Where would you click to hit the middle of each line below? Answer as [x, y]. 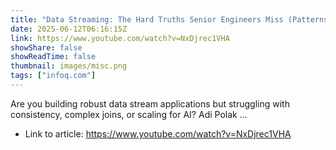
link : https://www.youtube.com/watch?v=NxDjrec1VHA [120, 38]
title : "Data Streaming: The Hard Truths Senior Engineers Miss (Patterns [169, 19]
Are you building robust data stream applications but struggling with [150, 103]
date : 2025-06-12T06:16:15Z [69, 29]
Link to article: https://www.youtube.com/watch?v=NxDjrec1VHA [158, 133]
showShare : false [46, 47]
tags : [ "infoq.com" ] [53, 76]
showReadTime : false [53, 57]
